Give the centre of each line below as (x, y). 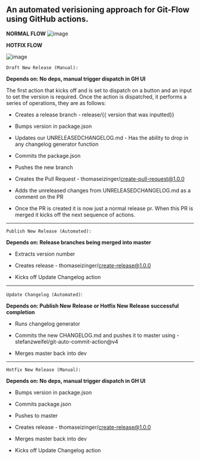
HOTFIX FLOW (24, 45)
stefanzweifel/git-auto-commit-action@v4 (66, 341)
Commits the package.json (48, 155)
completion (21, 312)
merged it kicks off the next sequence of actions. (75, 214)
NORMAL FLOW (26, 33)
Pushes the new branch (44, 167)
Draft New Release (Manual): (42, 68)
